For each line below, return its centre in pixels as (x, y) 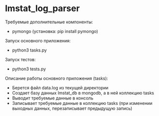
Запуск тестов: (20, 59)
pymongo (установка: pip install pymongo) (55, 31)
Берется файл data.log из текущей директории (60, 87)
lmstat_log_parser (42, 8)
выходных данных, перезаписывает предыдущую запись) (72, 108)
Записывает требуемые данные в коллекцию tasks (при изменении (82, 103)
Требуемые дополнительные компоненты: (49, 22)
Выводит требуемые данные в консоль (53, 98)
